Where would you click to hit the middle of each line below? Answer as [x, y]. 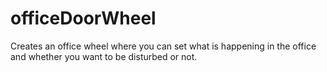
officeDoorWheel [83, 18]
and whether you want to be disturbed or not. [104, 56]
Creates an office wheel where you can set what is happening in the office [163, 46]
